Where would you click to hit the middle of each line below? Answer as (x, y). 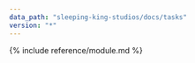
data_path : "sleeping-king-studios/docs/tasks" (98, 17)
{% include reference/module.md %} (76, 50)
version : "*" (33, 25)
